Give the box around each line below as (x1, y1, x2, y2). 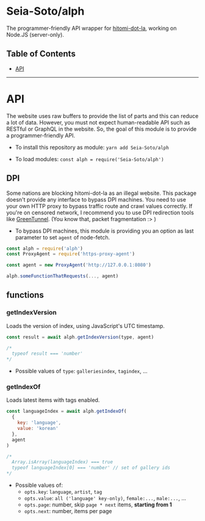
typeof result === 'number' (12, 351, 84, 357)
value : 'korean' (17, 426, 59, 432)
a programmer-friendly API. (6, 131, 76, 139)
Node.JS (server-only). (6, 31, 64, 38)
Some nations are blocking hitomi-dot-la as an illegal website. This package (6, 189, 197, 197)
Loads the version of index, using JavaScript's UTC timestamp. (6, 322, 165, 329)
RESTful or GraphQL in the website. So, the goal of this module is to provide (6, 125, 197, 133)
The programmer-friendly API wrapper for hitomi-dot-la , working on (6, 24, 177, 32)
